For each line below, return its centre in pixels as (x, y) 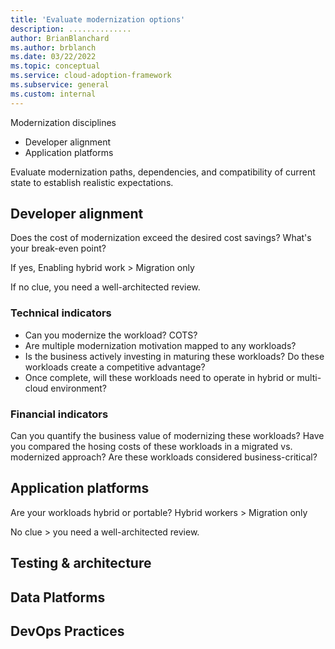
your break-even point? (58, 248)
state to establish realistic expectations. (92, 182)
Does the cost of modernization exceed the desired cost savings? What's (161, 238)
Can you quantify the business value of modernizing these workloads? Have (167, 436)
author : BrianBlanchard (60, 38)
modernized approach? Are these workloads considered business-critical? (164, 457)
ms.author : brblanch (53, 47)
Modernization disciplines (63, 122)
